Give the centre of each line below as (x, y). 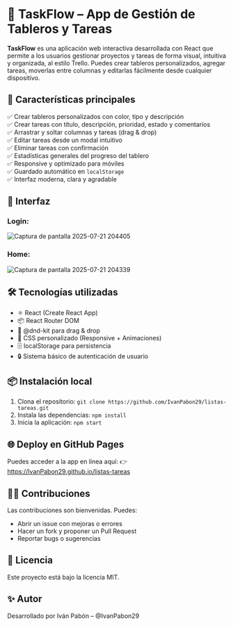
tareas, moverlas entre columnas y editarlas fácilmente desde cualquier (110, 70)
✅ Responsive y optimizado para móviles (66, 164)
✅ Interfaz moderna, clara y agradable (62, 179)
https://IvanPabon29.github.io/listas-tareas (69, 472)
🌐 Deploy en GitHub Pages (66, 444)
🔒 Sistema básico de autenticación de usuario (82, 356)
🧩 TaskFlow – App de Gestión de (102, 14)
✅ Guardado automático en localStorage (66, 171)
